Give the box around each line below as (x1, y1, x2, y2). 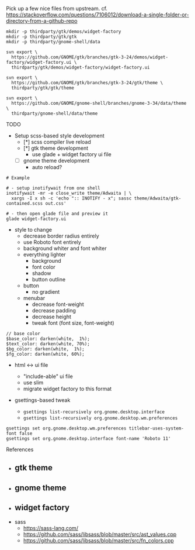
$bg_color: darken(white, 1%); (6, 346, 85, 352)
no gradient (32, 288, 60, 295)
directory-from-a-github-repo (6, 18, 78, 24)
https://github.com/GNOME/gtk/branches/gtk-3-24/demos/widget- (11, 54, 168, 60)
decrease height (32, 313, 72, 321)
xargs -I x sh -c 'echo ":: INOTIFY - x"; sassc (11, 195, 132, 201)
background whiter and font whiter (23, 245, 107, 252)
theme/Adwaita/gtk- (134, 195, 182, 201)
